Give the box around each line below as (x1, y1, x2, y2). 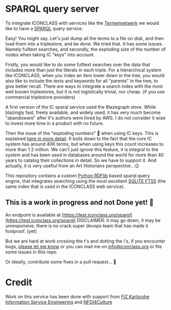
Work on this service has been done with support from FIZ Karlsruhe (5, 293, 150, 299)
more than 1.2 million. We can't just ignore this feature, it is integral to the (5, 146, 159, 152)
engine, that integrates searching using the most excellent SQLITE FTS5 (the (5, 178, 166, 184)
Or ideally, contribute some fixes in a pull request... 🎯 (5, 258, 116, 265)
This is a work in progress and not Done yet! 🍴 (5, 198, 154, 207)
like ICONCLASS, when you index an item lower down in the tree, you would (5, 72, 165, 78)
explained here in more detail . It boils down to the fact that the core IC (5, 135, 152, 141)
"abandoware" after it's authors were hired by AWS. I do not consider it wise (5, 114, 166, 121)
